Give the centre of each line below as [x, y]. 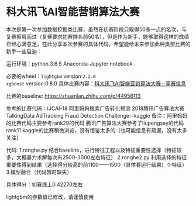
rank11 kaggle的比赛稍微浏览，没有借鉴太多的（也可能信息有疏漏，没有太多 [97, 130]
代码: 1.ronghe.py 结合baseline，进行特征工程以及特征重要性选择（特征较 [94, 150]
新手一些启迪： [24, 51]
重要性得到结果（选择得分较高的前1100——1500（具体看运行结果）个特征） [97, 164]
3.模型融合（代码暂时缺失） [39, 172]
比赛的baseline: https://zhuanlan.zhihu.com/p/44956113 [73, 96]
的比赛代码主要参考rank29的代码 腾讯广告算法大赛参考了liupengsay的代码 [95, 123]
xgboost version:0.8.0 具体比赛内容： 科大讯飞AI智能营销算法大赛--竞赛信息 [96, 83]
